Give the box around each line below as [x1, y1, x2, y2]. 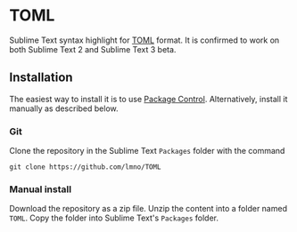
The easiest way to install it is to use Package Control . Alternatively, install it [9, 93, 288, 104]
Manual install [9, 183, 72, 196]
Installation [9, 70, 73, 85]
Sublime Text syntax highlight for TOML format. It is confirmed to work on [9, 35, 280, 45]
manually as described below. [9, 103, 119, 114]
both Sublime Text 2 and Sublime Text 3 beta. [9, 44, 177, 54]
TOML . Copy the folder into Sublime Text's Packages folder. [9, 212, 219, 223]
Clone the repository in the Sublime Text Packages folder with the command [9, 146, 285, 156]
